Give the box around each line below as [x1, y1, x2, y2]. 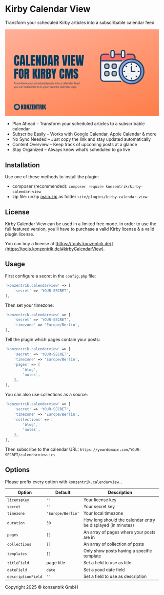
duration [7, 520, 25, 526]
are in [83, 534, 95, 540]
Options [5, 466, 30, 474]
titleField [7, 561, 29, 566]
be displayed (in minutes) [83, 522, 135, 528]
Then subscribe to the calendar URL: [5, 446, 79, 452]
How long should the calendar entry [83, 517, 155, 523]
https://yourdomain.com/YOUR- [80, 447, 142, 452]
